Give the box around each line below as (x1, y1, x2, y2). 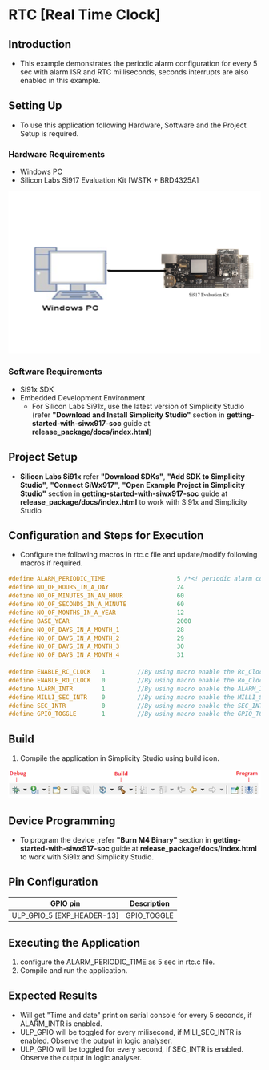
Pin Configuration (8, 875, 98, 889)
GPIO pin (50, 899, 81, 908)
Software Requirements (8, 366, 102, 377)
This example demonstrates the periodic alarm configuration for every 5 (19, 58, 258, 68)
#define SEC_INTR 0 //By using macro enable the (8, 702, 235, 710)
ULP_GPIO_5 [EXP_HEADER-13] (11, 911, 119, 920)
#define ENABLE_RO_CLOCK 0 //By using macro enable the (8, 676, 235, 684)
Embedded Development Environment (19, 392, 146, 402)
